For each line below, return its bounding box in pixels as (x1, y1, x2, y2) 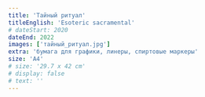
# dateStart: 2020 (8, 26, 68, 34)
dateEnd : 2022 (8, 33, 55, 41)
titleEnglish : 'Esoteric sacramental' (8, 19, 135, 27)
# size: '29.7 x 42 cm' (8, 63, 86, 70)
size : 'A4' (8, 56, 44, 63)
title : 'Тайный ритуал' (8, 11, 86, 20)
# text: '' (8, 77, 44, 84)
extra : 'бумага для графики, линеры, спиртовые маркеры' (8, 48, 199, 56)
